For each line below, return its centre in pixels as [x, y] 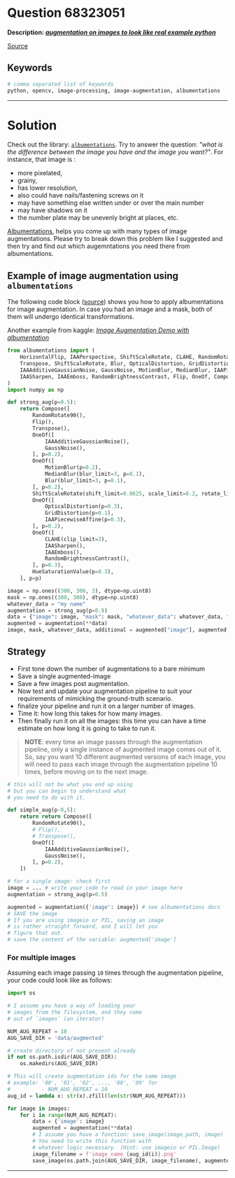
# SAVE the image [33, 913]
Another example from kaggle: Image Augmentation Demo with [98, 330]
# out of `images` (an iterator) [56, 1019]
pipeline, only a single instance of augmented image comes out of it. [123, 749]
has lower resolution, [48, 188]
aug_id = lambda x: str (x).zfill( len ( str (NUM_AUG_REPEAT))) [97, 1096]
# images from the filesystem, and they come [74, 1013]
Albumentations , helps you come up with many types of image [97, 231]
